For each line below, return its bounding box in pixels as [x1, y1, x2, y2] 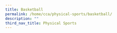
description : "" [5, 16, 39, 21]
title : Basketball [5, 7, 43, 12]
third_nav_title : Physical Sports [5, 20, 77, 26]
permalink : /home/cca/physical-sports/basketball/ [5, 12, 113, 16]
